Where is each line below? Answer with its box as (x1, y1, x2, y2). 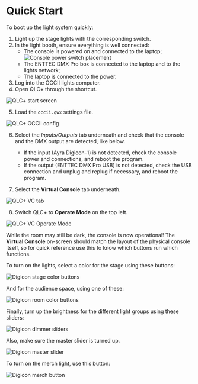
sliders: (6, 314, 24, 321)
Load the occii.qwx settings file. (14, 108, 94, 115)
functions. (6, 250, 31, 257)
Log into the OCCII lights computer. (14, 79, 101, 86)
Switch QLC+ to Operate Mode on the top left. (14, 208, 128, 215)
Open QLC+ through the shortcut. (14, 85, 97, 92)
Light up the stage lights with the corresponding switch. (14, 35, 151, 42)
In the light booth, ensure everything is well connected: (14, 41, 149, 49)
